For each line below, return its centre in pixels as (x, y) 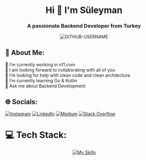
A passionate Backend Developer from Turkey (84, 26)
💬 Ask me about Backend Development (45, 86)
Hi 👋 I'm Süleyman (84, 10)
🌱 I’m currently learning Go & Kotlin (41, 81)
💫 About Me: (25, 52)
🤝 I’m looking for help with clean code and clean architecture (68, 75)
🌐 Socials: (21, 102)
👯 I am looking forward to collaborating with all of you (60, 70)
